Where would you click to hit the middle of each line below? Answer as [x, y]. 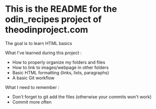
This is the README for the [61, 9]
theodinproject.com [47, 30]
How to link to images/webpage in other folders [61, 67]
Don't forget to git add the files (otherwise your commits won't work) [82, 97]
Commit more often [32, 102]
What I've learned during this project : [44, 53]
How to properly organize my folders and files [59, 62]
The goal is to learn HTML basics [39, 43]
